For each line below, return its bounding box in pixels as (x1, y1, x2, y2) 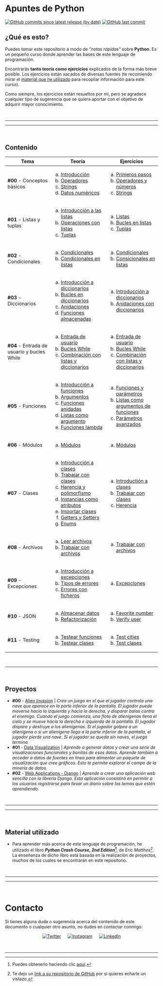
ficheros (60, 592, 80, 599)
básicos (7, 183, 26, 190)
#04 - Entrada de (7, 342, 48, 349)
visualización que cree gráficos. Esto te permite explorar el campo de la (12, 760, 157, 766)
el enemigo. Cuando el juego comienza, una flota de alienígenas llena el (12, 714, 157, 719)
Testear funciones (60, 633, 102, 640)
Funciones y (115, 384, 144, 391)
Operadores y (115, 177, 147, 184)
